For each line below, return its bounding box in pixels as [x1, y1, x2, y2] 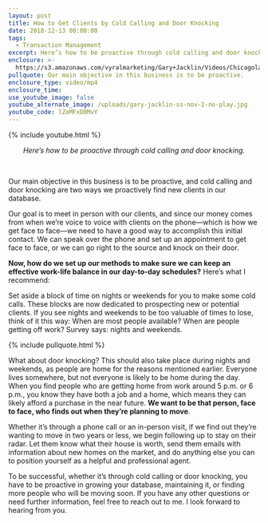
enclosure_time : [8, 85, 62, 94]
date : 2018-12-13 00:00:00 [8, 26, 98, 34]
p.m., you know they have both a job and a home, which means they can [8, 390, 246, 399]
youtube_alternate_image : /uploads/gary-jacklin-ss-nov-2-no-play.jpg [8, 101, 248, 109]
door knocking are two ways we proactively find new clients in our [8, 185, 227, 194]
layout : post [8, 11, 52, 20]
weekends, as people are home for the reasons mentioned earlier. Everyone [8, 364, 258, 374]
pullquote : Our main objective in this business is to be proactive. [8, 71, 245, 79]
